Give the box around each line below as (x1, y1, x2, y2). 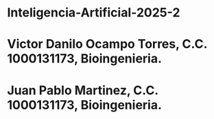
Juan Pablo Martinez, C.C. (7, 83, 159, 98)
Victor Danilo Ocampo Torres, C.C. (7, 36, 208, 52)
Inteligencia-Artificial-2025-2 (7, 5, 180, 21)
